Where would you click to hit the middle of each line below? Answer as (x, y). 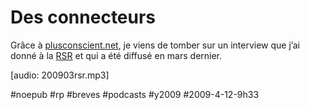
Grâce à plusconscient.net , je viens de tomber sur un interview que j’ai (155, 45)
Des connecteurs (83, 17)
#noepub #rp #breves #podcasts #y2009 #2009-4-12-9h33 (135, 94)
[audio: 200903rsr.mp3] (60, 75)
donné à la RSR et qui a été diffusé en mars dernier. (116, 55)
